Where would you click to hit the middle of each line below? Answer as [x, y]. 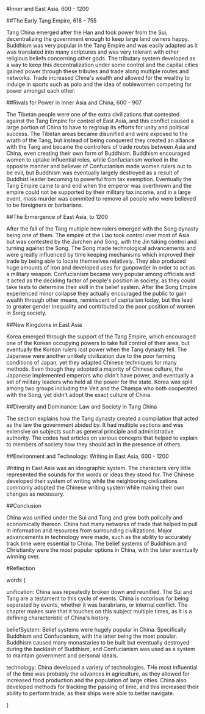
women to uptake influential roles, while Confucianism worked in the [92, 160]
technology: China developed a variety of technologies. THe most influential [102, 667]
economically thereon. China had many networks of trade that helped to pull [102, 524]
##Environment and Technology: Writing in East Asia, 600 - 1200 [88, 456]
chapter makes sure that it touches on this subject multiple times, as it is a [99, 611]
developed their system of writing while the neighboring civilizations [92, 481]
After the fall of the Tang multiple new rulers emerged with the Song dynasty [103, 229]
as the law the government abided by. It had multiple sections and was [95, 425]
